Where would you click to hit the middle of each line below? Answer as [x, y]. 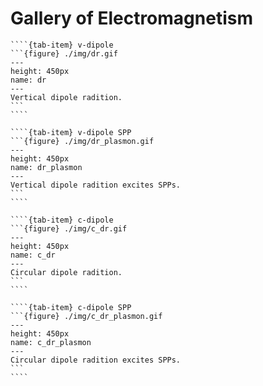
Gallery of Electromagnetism [131, 18]
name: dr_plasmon [46, 167]
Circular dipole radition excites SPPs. [96, 360]
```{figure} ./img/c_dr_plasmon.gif [86, 316]
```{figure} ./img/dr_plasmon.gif [82, 141]
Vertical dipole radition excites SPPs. [96, 185]
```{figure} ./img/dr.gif [64, 53]
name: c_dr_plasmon [51, 342]
